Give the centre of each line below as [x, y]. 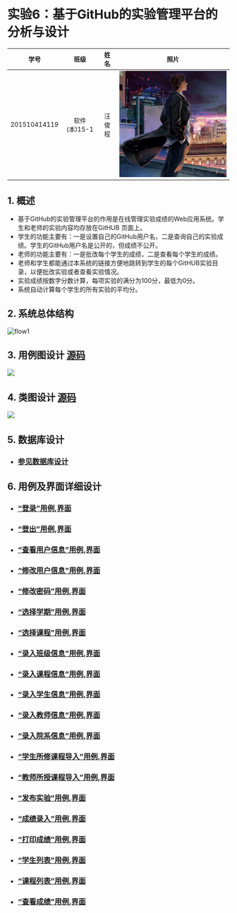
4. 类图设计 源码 [42, 398]
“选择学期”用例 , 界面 [51, 612]
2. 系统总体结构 [41, 314]
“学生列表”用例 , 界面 [51, 860]
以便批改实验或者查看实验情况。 [77, 272]
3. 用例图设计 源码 [47, 355]
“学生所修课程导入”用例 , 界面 [66, 757]
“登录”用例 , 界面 [44, 509]
